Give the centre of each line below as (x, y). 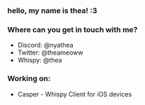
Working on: (29, 79)
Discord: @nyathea (45, 45)
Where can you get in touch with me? (72, 29)
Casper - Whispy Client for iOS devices (75, 94)
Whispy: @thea (40, 60)
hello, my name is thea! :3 (52, 11)
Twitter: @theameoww (50, 52)
